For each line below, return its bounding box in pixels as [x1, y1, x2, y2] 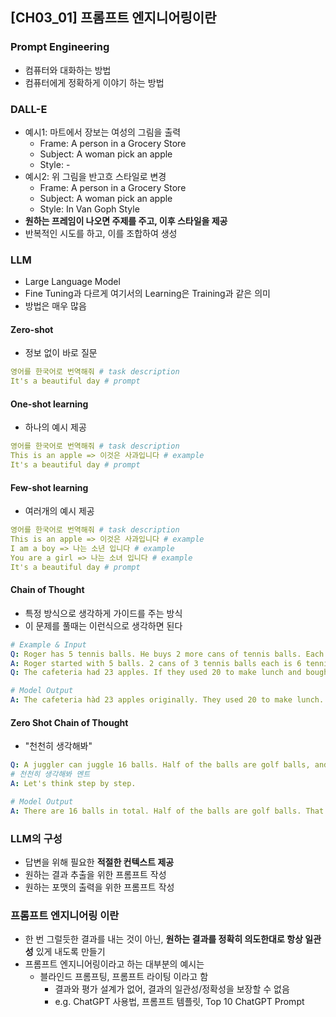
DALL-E [10, 102, 48, 116]
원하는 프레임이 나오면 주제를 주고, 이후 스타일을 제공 [24, 214, 228, 227]
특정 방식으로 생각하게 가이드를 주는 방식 [24, 607, 183, 619]
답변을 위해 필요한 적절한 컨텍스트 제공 [24, 856, 175, 868]
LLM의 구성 [10, 831, 63, 845]
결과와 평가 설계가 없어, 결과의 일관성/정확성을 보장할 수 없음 [54, 983, 290, 995]
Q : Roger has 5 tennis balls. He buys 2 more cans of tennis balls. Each [10, 649, 325, 659]
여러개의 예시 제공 [24, 505, 95, 517]
